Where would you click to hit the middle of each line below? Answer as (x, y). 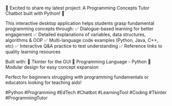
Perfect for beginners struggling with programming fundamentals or (77, 77)
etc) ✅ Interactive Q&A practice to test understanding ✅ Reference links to (84, 46)
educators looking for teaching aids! (44, 82)
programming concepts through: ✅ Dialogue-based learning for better (80, 29)
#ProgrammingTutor (26, 98)
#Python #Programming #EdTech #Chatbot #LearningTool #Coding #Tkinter (86, 92)
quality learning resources (33, 52)
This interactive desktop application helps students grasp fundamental (80, 23)
